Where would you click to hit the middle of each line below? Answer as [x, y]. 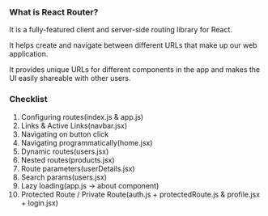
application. [29, 54]
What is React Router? [54, 12]
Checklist [28, 100]
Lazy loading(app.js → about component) [90, 185]
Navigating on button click [65, 134]
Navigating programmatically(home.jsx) [87, 142]
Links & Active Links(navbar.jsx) [74, 125]
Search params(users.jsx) [64, 177]
